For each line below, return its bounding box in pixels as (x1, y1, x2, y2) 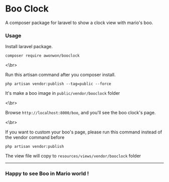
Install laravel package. (5, 44, 53, 50)
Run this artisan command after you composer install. (5, 72, 116, 78)
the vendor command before (5, 134, 64, 140)
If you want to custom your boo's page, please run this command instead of (5, 129, 162, 135)
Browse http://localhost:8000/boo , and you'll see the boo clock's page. (5, 110, 156, 116)
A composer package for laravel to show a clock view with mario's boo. (5, 20, 153, 26)
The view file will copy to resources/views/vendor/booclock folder (5, 153, 141, 159)
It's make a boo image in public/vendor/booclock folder (5, 90, 120, 96)
